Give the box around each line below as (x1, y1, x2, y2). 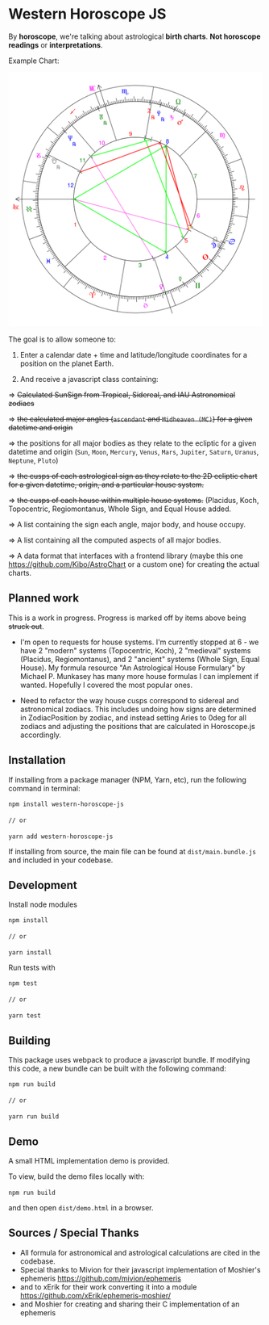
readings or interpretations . (8, 40, 103, 49)
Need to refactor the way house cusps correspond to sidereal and (19, 695, 239, 705)
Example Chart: (8, 56, 60, 65)
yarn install (8, 949, 52, 957)
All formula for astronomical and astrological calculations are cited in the (19, 1247, 260, 1257)
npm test (8, 979, 38, 987)
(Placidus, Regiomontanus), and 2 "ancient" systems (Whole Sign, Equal (19, 654, 260, 664)
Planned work (8, 591, 79, 606)
